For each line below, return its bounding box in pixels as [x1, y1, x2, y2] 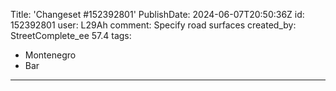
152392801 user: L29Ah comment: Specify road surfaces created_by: [10, 19, 297, 31]
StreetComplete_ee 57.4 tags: [10, 30, 132, 41]
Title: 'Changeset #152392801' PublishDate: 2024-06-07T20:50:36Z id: [10, 9, 305, 20]
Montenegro [24, 49, 77, 61]
